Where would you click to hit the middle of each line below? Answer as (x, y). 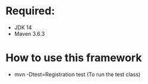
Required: (30, 11)
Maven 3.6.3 (30, 33)
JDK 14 (23, 27)
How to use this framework (74, 58)
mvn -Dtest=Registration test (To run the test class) (77, 74)
